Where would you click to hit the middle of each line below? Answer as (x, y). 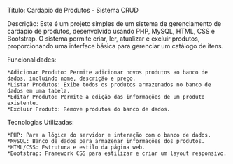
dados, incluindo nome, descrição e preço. (72, 78)
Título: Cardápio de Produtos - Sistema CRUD (73, 10)
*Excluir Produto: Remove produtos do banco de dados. (89, 109)
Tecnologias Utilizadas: (41, 122)
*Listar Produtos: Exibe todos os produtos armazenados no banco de (109, 85)
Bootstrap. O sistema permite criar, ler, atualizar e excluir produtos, (104, 39)
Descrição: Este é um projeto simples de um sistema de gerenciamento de (114, 23)
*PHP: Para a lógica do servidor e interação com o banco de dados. (109, 135)
